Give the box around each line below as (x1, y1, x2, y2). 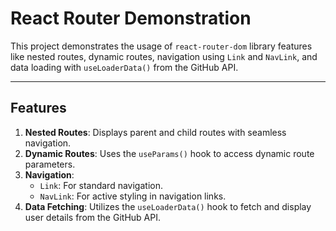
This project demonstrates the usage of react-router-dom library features (10, 40, 313, 52)
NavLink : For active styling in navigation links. (39, 190, 227, 202)
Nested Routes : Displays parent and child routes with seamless (24, 126, 287, 138)
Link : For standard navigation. (39, 179, 163, 191)
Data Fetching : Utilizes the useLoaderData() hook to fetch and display (24, 200, 312, 212)
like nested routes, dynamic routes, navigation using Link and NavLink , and (10, 50, 318, 62)
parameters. (24, 158, 76, 170)
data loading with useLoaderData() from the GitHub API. (10, 61, 239, 73)
